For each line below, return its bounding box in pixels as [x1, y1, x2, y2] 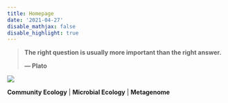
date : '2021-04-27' [7, 17, 64, 24]
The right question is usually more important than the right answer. [24, 48, 222, 57]
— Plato [24, 62, 47, 70]
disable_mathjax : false [7, 23, 76, 30]
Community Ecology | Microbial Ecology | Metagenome [7, 88, 170, 97]
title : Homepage [7, 10, 54, 17]
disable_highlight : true [7, 29, 79, 37]
